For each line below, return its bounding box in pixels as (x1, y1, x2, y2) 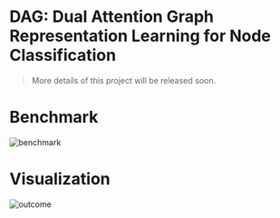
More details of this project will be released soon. (31, 74, 217, 85)
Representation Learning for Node (9, 25, 272, 46)
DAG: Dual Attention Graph (9, 6, 215, 27)
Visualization (9, 169, 111, 190)
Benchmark (9, 107, 99, 128)
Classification (9, 45, 116, 65)
